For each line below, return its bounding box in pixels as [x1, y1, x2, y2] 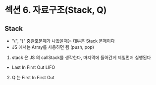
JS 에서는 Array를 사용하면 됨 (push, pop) [11, 44, 95, 50]
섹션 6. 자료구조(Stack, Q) [4, 4, 107, 16]
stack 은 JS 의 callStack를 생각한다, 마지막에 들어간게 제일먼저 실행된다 [11, 55, 152, 60]
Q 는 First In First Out [11, 75, 55, 80]
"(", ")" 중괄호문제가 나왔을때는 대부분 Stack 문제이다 [11, 38, 115, 44]
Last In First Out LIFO [11, 64, 55, 70]
